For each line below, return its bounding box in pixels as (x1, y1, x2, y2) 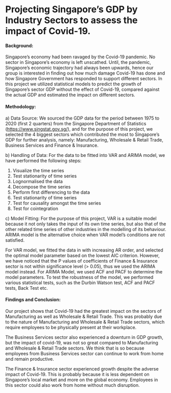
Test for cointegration (12, 205, 59, 212)
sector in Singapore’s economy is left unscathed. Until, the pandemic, (5, 59, 152, 65)
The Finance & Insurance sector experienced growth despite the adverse (5, 365, 159, 372)
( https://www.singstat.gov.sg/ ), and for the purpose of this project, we (5, 126, 153, 132)
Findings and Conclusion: (5, 296, 61, 303)
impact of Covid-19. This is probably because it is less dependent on (5, 371, 150, 377)
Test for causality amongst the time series (12, 200, 101, 206)
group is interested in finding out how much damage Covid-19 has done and (5, 70, 165, 76)
